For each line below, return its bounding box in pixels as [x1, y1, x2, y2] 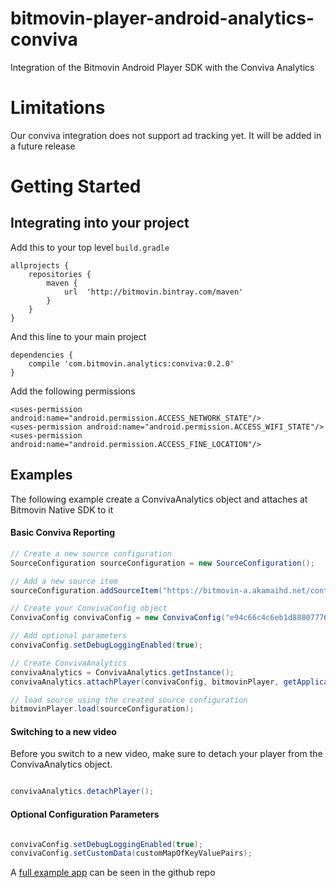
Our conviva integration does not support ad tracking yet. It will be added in [10, 129, 322, 141]
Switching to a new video [10, 725, 117, 737]
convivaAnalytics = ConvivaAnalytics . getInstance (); [10, 667, 235, 677]
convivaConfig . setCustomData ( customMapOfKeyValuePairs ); [10, 848, 253, 859]
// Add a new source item [10, 576, 118, 586]
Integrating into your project [10, 215, 190, 232]
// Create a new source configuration [10, 548, 172, 559]
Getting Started [10, 175, 142, 198]
